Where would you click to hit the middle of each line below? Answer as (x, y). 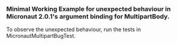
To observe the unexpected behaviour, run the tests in (73, 29)
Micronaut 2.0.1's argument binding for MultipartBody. (88, 16)
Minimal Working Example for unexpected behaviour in (88, 9)
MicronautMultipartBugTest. (41, 36)
